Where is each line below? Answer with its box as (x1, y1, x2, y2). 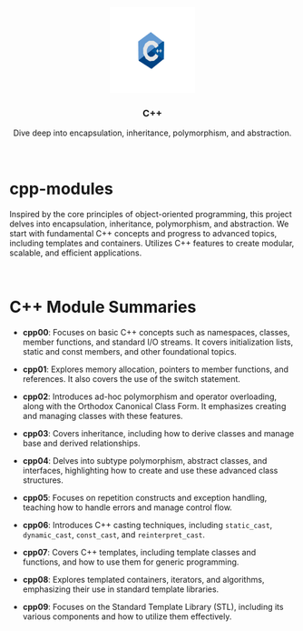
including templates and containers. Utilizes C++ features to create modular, (9, 238, 295, 249)
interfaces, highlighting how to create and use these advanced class (22, 466, 279, 476)
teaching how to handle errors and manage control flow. (22, 502, 233, 513)
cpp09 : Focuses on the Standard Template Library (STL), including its (22, 602, 284, 613)
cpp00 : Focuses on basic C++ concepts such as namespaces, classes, (22, 327, 290, 338)
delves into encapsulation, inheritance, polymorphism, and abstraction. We (9, 218, 289, 229)
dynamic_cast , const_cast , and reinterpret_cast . (22, 529, 206, 540)
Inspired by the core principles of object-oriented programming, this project (9, 209, 292, 220)
